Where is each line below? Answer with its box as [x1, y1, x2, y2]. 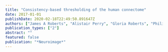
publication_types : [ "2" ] [5, 26, 59, 31]
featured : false [5, 35, 39, 40]
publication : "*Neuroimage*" [5, 40, 66, 45]
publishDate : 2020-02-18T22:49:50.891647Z [5, 16, 95, 21]
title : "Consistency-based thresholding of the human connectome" [5, 7, 146, 12]
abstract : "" [5, 30, 32, 35]
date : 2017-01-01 [5, 12, 41, 17]
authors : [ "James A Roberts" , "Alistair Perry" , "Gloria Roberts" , [5, 21, 149, 26]
